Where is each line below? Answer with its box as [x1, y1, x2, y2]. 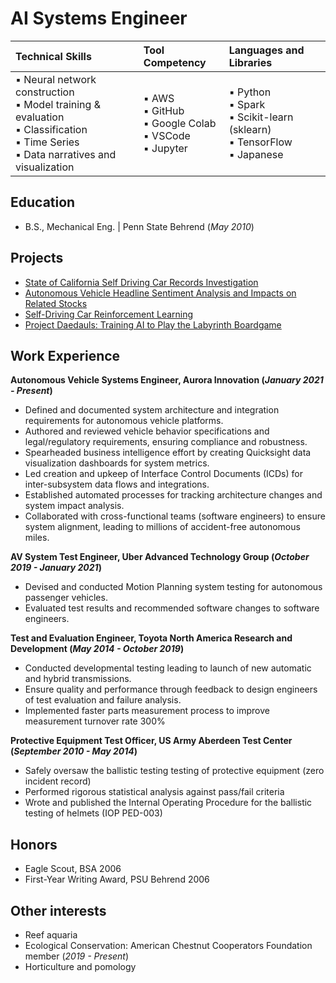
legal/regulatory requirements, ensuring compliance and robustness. [24, 436, 308, 448]
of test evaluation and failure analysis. [24, 694, 182, 706]
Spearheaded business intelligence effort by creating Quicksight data [24, 447, 312, 459]
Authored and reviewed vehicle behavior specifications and [24, 425, 270, 437]
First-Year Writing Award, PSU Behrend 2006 [24, 873, 210, 886]
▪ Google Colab [143, 116, 217, 130]
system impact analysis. [24, 500, 125, 512]
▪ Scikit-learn [228, 110, 294, 124]
